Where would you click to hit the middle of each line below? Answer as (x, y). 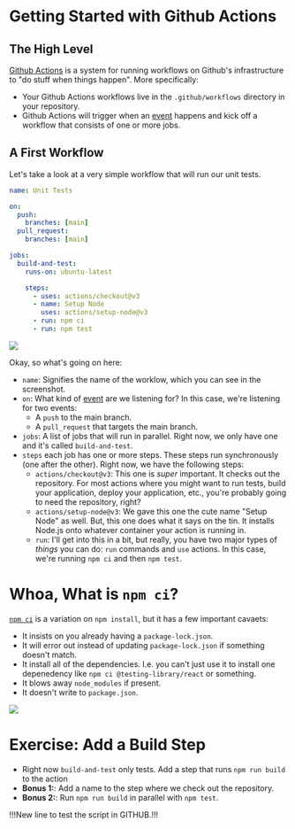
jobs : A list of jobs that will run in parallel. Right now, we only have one (150, 436)
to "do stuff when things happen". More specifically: (104, 80)
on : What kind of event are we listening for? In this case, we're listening (151, 398)
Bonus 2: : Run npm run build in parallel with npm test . (120, 797)
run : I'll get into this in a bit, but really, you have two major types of (156, 539)
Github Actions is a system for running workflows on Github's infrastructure (147, 70)
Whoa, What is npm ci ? (94, 594)
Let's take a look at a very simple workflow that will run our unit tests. (135, 174)
